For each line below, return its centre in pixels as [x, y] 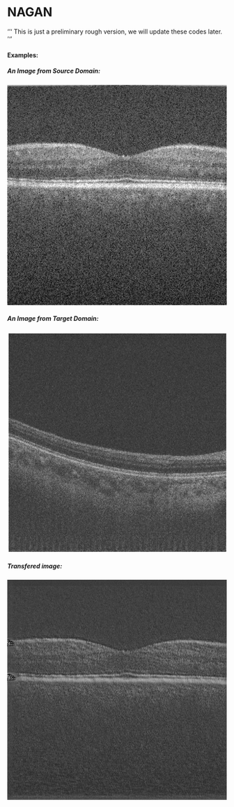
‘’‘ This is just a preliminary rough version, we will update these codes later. [115, 31]
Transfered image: [35, 566]
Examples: [23, 55]
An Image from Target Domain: [53, 319]
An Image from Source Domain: [54, 71]
